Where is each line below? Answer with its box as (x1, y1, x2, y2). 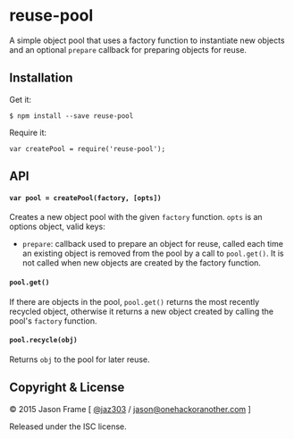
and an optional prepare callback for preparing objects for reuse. (9, 44, 248, 55)
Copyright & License (9, 380, 125, 395)
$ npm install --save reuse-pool (9, 111, 134, 121)
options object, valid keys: (9, 221, 105, 232)
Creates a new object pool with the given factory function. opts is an (9, 212, 263, 223)
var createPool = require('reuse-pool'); (9, 144, 166, 153)
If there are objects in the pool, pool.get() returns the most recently (9, 296, 260, 307)
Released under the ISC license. (9, 421, 127, 432)
